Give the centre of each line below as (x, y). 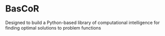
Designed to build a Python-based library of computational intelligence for (83, 22)
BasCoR (22, 9)
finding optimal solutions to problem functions (53, 27)
